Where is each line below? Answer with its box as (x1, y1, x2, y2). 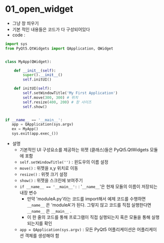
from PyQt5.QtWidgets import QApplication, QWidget (5, 46, 113, 51)
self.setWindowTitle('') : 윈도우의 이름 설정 (19, 159, 109, 165)
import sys (5, 41, 28, 46)
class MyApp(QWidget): (5, 59, 52, 64)
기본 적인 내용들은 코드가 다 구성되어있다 (12, 26, 90, 32)
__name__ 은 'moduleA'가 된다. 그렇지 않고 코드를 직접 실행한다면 (27, 202, 152, 208)
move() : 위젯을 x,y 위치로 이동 (19, 165, 78, 171)
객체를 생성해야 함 (25, 233, 60, 239)
